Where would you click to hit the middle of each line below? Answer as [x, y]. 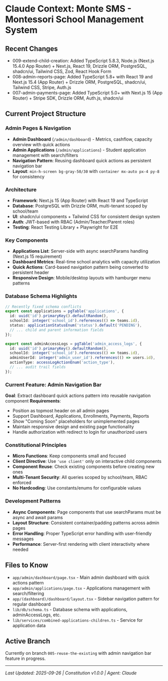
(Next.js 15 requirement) [37, 256]
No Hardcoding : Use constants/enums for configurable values [77, 488]
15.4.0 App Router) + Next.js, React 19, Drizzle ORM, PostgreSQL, [79, 66]
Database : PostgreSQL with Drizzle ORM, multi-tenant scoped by [80, 206]
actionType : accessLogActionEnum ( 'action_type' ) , [62, 362]
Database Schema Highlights [41, 296]
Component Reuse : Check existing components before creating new [83, 467]
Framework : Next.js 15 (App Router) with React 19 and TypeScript [80, 200]
